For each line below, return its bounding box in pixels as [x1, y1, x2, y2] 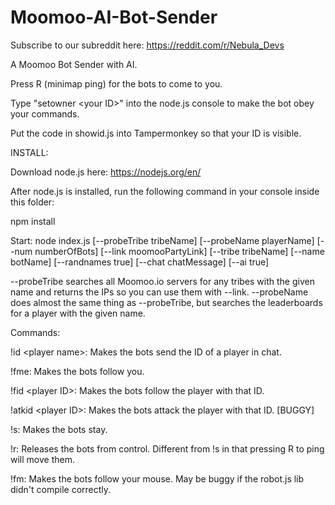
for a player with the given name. [10, 307, 146, 319]
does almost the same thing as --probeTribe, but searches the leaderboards [10, 296, 323, 308]
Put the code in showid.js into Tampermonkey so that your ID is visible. [10, 127, 302, 139]
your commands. [10, 107, 80, 120]
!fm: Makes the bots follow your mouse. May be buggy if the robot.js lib [10, 472, 305, 485]
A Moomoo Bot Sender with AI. [10, 58, 138, 70]
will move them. [10, 453, 75, 465]
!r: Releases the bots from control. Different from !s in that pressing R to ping [10, 442, 325, 455]
